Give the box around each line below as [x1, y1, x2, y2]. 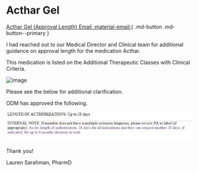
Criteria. [6, 65, 26, 72]
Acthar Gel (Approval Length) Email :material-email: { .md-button [6, 23, 163, 30]
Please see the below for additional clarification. [6, 88, 124, 95]
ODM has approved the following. [6, 99, 88, 107]
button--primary [6, 29, 46, 36]
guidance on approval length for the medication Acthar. [6, 47, 141, 54]
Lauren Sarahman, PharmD [6, 159, 72, 166]
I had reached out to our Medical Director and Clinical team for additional [6, 41, 184, 48]
